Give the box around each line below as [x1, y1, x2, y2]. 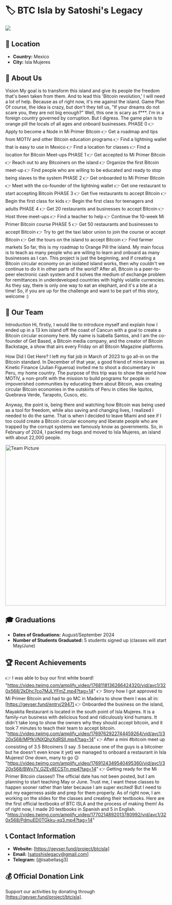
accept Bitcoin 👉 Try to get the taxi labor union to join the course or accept [5, 229, 166, 235]
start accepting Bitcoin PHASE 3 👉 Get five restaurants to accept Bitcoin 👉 [5, 190, 167, 196]
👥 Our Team [5, 308, 44, 317]
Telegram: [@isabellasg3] [12, 856, 68, 863]
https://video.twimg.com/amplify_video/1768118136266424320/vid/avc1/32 [7, 682, 166, 688]
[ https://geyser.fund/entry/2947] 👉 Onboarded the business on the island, [5, 701, 164, 707]
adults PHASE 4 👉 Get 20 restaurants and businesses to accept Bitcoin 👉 [5, 205, 164, 212]
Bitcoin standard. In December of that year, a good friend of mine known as [5, 359, 165, 365]
